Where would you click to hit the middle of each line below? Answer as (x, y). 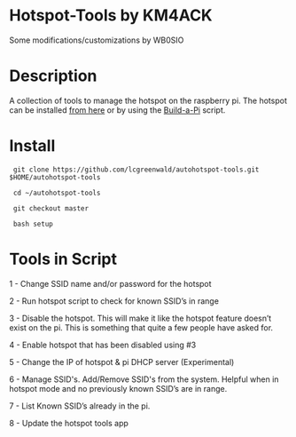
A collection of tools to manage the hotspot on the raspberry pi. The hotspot (148, 100)
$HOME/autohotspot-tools (55, 177)
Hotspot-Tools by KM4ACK (111, 16)
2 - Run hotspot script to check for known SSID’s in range (114, 301)
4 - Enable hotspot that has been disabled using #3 (103, 345)
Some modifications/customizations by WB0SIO (97, 40)
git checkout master (51, 208)
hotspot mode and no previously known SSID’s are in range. (118, 388)
